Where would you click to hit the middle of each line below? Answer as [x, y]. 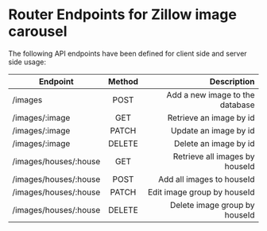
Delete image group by [212, 205]
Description [232, 81]
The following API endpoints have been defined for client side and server [128, 53]
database [237, 105]
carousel [38, 31]
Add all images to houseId [206, 179]
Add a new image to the [211, 94]
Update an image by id [213, 130]
